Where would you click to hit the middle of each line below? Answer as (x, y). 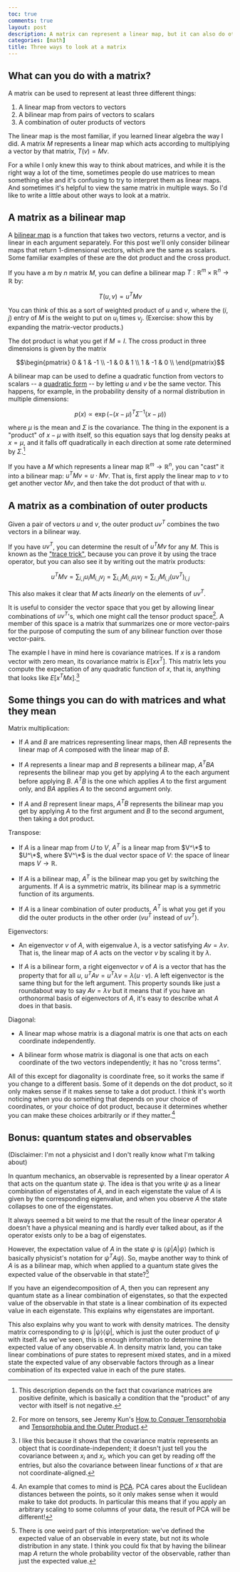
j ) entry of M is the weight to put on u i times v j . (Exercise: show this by (111, 318)
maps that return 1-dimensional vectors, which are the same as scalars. (113, 250)
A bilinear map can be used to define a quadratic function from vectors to (116, 376)
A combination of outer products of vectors (82, 122)
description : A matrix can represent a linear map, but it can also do (116, 34)
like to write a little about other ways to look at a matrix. (89, 195)
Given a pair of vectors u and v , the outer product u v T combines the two (114, 523)
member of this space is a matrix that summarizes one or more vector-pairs (119, 624)
